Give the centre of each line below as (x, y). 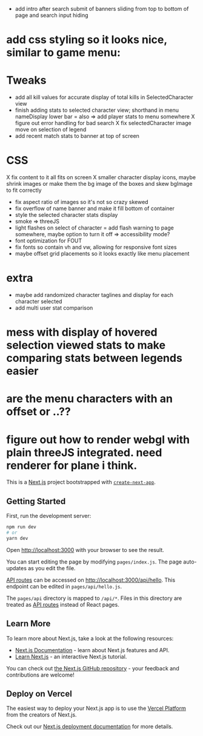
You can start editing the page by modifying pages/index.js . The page (94, 562)
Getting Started (36, 501)
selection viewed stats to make (86, 345)
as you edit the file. (52, 568)
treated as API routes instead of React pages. (63, 604)
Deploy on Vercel (39, 694)
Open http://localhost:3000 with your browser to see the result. (85, 550)
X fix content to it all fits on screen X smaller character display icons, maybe (101, 177)
